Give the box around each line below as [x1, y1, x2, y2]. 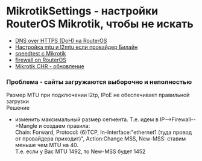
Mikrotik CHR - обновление [14, 62, 84, 70]
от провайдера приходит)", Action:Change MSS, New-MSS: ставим [14, 135, 186, 142]
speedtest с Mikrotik [14, 49, 66, 57]
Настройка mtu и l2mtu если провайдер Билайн [14, 43, 138, 51]
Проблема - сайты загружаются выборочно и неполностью [6, 77, 192, 86]
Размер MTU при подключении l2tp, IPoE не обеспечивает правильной [6, 92, 190, 99]
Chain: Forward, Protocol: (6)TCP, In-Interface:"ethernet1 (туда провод [14, 128, 192, 136]
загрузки [6, 98, 29, 105]
